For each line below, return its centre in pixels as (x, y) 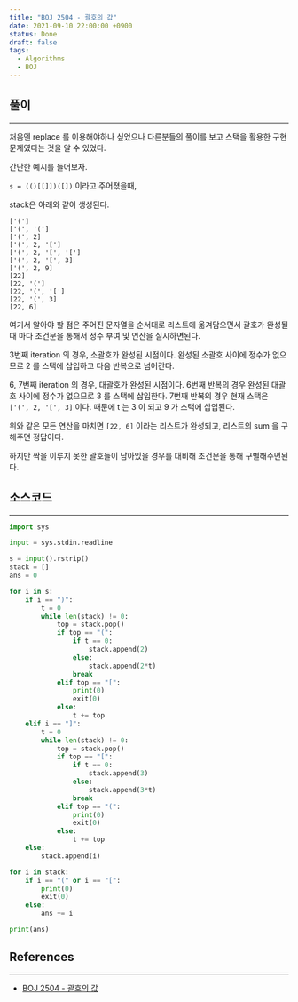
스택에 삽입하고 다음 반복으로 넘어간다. (108, 365)
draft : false (33, 42)
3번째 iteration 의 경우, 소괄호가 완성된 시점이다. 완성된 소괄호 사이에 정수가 (140, 354)
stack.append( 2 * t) (122, 666)
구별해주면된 (267, 455)
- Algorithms (41, 59)
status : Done (33, 34)
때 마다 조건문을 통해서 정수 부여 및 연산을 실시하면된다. (105, 335)
